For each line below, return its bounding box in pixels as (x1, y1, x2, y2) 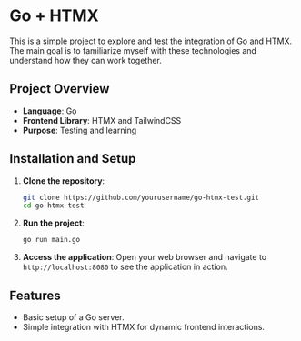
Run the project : (22, 217, 85, 228)
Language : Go (22, 105, 77, 116)
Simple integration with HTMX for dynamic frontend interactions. (22, 322, 266, 332)
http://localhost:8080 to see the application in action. (22, 261, 228, 273)
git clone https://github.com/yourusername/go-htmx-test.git (22, 193, 260, 202)
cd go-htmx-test (22, 201, 85, 210)
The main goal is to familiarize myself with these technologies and (9, 45, 257, 55)
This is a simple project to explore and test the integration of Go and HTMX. (9, 35, 293, 46)
